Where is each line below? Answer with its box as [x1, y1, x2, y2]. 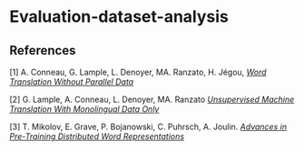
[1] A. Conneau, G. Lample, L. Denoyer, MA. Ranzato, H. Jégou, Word [9, 66, 267, 77]
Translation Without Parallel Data [9, 76, 134, 87]
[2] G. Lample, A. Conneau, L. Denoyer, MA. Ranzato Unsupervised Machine [9, 94, 295, 105]
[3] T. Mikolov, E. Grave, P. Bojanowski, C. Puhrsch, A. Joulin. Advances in [9, 121, 288, 132]
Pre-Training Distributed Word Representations [9, 131, 184, 142]
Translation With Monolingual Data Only [9, 104, 160, 115]
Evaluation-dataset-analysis [9, 6, 230, 27]
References [9, 43, 76, 58]
